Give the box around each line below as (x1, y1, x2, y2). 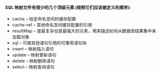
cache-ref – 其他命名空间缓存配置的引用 (12, 22, 92, 28)
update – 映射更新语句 (12, 52, 57, 58)
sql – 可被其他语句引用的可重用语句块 (12, 40, 87, 46)
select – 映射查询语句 (12, 64, 55, 70)
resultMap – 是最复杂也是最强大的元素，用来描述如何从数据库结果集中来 (12, 28, 157, 34)
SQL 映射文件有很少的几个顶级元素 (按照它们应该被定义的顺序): (5, 4, 131, 10)
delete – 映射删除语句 (12, 58, 55, 64)
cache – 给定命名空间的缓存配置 (12, 16, 76, 22)
